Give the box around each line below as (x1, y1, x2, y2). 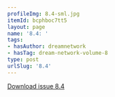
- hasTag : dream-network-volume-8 (7, 50, 109, 57)
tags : (7, 37, 23, 44)
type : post (7, 56, 39, 63)
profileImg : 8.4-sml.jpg (7, 10, 80, 18)
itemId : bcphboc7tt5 (7, 17, 68, 24)
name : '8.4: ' (7, 30, 49, 37)
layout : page (7, 23, 46, 30)
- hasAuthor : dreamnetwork (7, 43, 86, 50)
